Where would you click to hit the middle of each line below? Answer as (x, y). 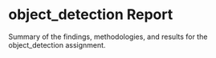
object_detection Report (91, 15)
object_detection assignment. (57, 44)
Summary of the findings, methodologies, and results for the (108, 37)
